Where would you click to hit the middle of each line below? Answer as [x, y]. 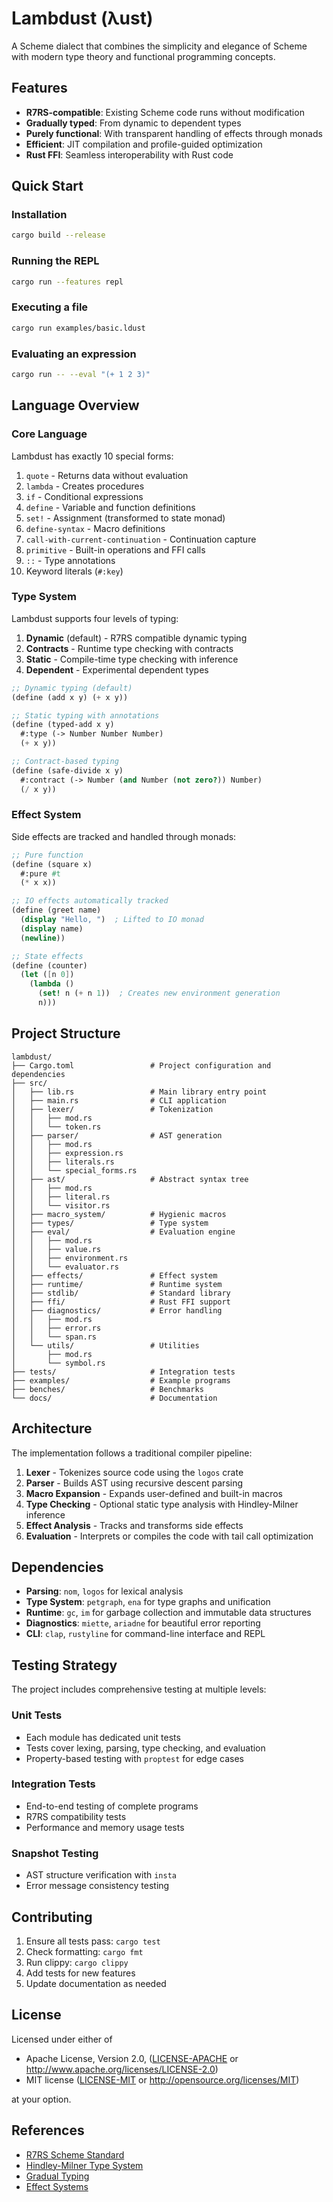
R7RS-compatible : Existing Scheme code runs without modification [165, 112]
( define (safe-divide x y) [67, 770]
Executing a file [50, 307]
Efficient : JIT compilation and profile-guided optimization [144, 144]
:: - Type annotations [70, 560]
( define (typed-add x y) [63, 725]
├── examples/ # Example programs [121, 1380]
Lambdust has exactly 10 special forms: [92, 456]
